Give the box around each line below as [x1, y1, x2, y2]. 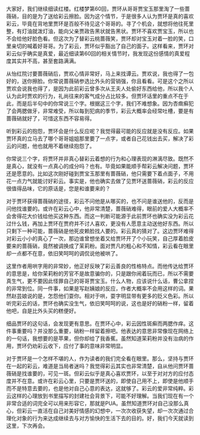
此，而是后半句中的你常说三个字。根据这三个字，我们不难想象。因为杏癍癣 [6, 100, 189, 107]
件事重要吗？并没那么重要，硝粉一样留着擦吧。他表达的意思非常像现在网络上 [6, 328, 194, 334]
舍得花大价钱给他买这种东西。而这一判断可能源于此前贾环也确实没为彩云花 [11, 212, 194, 220]
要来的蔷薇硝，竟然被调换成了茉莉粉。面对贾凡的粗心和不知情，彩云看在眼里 [6, 242, 194, 249]
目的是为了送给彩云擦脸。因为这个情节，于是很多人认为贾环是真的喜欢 [21, 13, 194, 20]
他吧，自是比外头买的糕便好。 [6, 307, 79, 314]
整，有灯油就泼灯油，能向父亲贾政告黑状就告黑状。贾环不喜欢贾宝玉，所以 [6, 27, 189, 35]
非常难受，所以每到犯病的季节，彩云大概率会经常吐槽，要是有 [42, 107, 194, 115]
